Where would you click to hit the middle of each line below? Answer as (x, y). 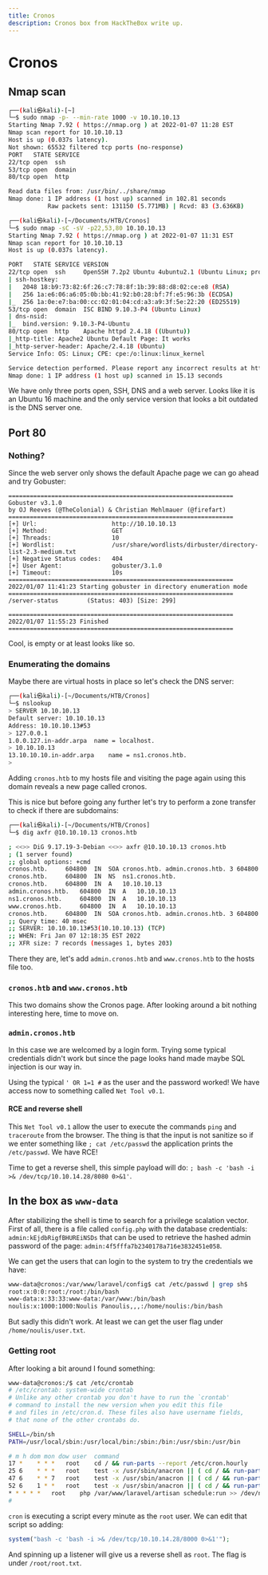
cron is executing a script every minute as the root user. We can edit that (128, 1516)
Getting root (32, 1351)
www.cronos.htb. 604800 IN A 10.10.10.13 (93, 906)
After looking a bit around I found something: (82, 1368)
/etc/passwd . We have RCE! (53, 1152)
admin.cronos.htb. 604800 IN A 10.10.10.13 (93, 892)
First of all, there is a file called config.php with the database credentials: (128, 1229)
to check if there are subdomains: (63, 811)
